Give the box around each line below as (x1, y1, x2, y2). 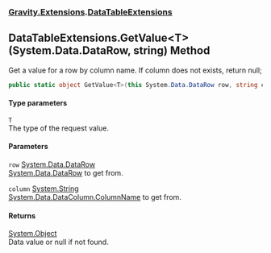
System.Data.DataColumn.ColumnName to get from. (8, 193, 181, 202)
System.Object (8, 229, 57, 238)
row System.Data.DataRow (8, 160, 95, 169)
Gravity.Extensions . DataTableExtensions (8, 6, 173, 18)
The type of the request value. (8, 123, 109, 133)
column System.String (8, 184, 79, 193)
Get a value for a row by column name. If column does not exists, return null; (8, 65, 262, 75)
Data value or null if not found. (8, 237, 109, 247)
